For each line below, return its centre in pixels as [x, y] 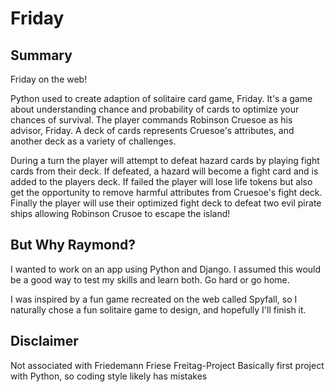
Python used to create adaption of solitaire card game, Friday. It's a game [161, 98]
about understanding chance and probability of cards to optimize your [155, 109]
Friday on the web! [49, 79]
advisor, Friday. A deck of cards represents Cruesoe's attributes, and [152, 130]
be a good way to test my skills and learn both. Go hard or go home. [150, 279]
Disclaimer [44, 341]
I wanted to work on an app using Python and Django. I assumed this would [166, 269]
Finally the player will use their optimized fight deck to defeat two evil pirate [166, 203]
